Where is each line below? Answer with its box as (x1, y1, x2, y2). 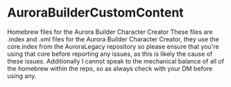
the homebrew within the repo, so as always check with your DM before (7, 64, 213, 72)
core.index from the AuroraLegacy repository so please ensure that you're (7, 42, 220, 50)
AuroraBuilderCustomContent (7, 5, 184, 21)
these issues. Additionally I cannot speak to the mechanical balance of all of (7, 57, 224, 65)
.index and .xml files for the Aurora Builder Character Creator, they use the (7, 35, 220, 43)
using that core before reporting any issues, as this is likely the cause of (7, 50, 213, 58)
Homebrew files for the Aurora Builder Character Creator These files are (7, 28, 213, 36)
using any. (7, 71, 37, 80)
